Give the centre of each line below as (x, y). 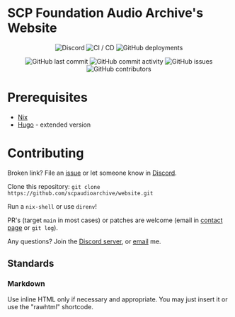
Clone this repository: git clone (54, 186)
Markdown (26, 284)
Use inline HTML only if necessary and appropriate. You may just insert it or (117, 299)
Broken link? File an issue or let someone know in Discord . (92, 173)
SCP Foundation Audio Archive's (105, 13)
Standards (31, 264)
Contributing (46, 153)
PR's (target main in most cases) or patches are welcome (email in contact (115, 220)
